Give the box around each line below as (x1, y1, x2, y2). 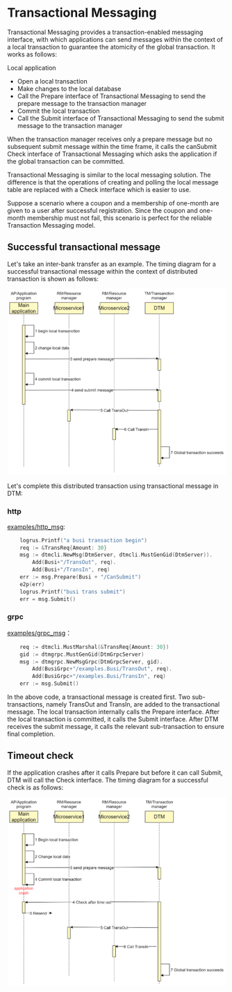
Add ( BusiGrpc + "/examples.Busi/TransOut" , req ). (32, 666, 172, 672)
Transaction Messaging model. (7, 221, 96, 229)
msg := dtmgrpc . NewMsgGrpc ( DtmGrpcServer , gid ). (19, 658, 163, 666)
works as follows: (7, 50, 58, 58)
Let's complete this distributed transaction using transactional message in (7, 482, 219, 490)
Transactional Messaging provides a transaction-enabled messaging (7, 28, 204, 36)
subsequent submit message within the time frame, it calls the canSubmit (7, 142, 217, 150)
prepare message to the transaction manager (17, 99, 147, 107)
